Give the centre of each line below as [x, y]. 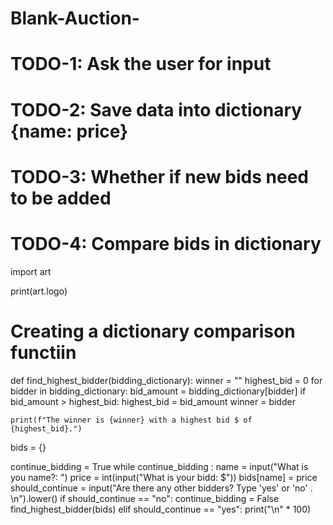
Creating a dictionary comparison [153, 331]
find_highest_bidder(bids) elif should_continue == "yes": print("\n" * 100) [161, 509]
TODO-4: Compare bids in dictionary [166, 243]
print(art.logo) [39, 291]
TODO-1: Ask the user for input [141, 64]
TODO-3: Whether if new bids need [159, 176]
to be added [61, 198]
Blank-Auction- [75, 18]
